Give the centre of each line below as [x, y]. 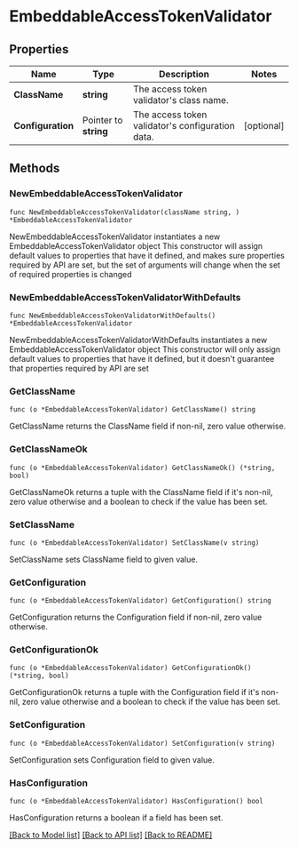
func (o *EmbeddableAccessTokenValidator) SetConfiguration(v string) [142, 743]
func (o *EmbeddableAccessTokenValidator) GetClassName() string [132, 410]
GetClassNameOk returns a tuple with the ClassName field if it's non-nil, [141, 492]
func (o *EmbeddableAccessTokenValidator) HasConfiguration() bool [137, 802]
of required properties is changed [71, 274]
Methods [35, 168]
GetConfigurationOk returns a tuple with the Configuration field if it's [134, 692]
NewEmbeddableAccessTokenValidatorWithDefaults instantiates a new [138, 340]
